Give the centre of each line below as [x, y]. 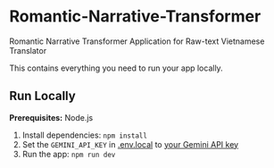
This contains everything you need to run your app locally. [116, 68]
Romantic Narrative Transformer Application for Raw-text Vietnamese [137, 41]
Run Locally [42, 96]
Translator [28, 50]
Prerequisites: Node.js [51, 117]
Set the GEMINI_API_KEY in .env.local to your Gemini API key [130, 144]
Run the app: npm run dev [69, 154]
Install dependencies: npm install [84, 135]
